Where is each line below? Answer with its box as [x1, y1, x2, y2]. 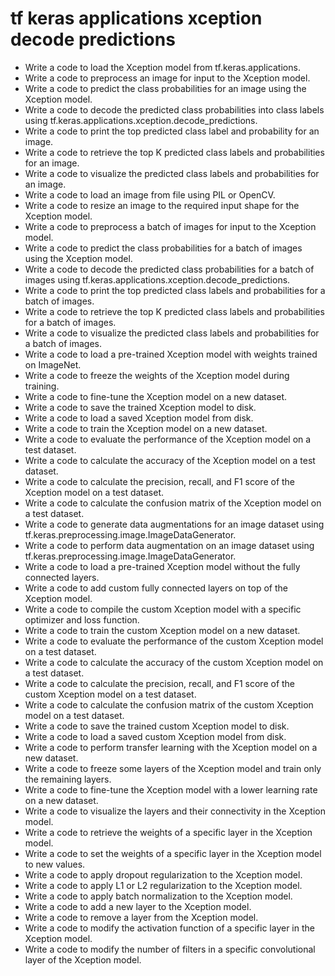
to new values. [24, 858, 86, 870]
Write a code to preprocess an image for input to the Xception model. [24, 72, 311, 84]
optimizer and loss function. [24, 613, 140, 626]
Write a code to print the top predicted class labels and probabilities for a [24, 284, 326, 296]
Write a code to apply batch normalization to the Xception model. [24, 890, 293, 902]
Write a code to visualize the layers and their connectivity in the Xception [24, 805, 326, 817]
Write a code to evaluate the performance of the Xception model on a [24, 433, 312, 445]
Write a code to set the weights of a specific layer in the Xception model [24, 847, 322, 859]
